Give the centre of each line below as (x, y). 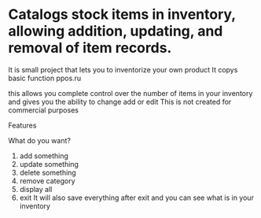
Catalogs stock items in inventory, (122, 15)
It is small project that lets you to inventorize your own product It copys (123, 69)
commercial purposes (43, 110)
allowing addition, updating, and (116, 31)
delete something (48, 172)
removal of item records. (90, 48)
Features (22, 125)
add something (44, 156)
